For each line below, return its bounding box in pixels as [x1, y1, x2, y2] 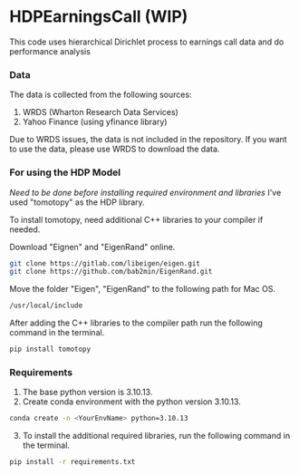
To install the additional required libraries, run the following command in [22, 431, 291, 441]
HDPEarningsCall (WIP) [9, 6, 188, 27]
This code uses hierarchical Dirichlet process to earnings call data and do [9, 36, 285, 47]
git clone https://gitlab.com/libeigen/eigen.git [9, 258, 201, 268]
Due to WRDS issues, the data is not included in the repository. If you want [9, 134, 287, 145]
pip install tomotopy [9, 344, 92, 354]
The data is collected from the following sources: [9, 89, 192, 101]
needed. [9, 224, 41, 235]
